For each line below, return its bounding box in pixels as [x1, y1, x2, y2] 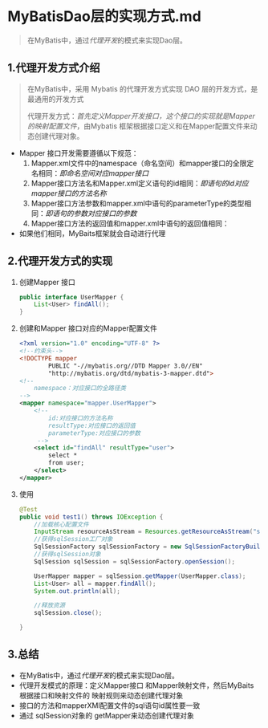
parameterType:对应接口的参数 [48, 429, 141, 437]
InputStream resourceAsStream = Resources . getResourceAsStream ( [34, 527, 254, 536]
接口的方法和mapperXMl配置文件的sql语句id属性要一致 [18, 700, 201, 710]
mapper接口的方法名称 [30, 188, 107, 197]
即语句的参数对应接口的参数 [45, 208, 137, 218]
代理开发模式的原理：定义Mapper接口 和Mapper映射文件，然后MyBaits [18, 680, 254, 690]
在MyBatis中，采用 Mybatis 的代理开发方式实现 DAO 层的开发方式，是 [26, 83, 258, 93]
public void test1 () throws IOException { [18, 513, 164, 521]
